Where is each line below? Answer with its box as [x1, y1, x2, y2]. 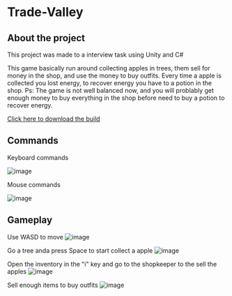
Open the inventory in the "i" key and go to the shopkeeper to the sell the [7, 260, 217, 268]
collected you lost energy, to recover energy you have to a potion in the [7, 79, 212, 87]
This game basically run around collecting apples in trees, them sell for [7, 64, 210, 72]
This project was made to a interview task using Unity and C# [7, 50, 184, 59]
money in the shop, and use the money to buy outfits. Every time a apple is [7, 71, 222, 80]
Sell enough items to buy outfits [7, 281, 99, 289]
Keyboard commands [7, 153, 69, 161]
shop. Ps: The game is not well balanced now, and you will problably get [7, 87, 215, 94]
